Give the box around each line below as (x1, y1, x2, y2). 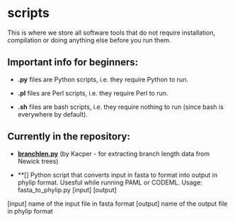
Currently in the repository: (7, 131, 131, 143)
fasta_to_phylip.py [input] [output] (17, 185, 117, 194)
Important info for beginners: (7, 57, 139, 69)
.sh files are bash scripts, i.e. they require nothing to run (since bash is (17, 103, 224, 111)
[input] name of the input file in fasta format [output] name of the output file (7, 199, 228, 208)
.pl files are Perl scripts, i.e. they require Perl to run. (17, 88, 168, 97)
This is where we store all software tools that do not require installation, (7, 28, 216, 37)
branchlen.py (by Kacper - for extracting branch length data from (17, 149, 210, 158)
